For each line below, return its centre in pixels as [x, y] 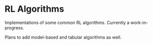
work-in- [139, 22]
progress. [14, 27]
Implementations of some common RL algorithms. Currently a [67, 22]
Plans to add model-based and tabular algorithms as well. [63, 37]
